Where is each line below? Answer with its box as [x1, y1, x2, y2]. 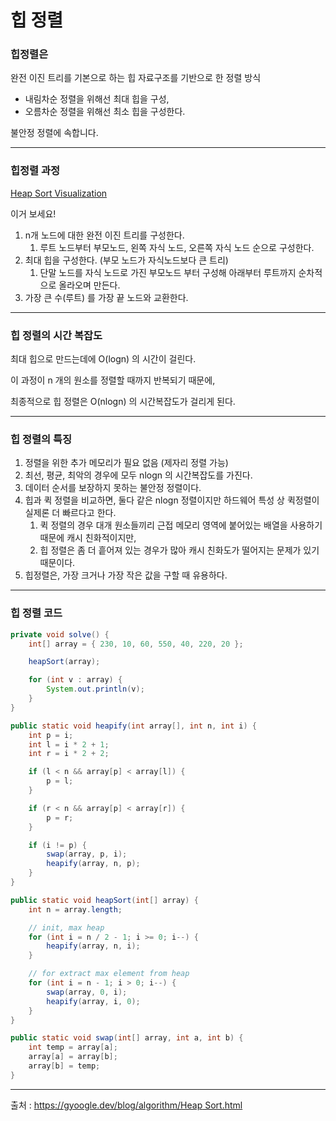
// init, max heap [28, 922, 105, 933]
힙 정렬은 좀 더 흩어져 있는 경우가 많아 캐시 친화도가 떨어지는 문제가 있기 [39, 544, 320, 556]
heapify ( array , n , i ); [46, 941, 141, 951]
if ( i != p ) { [28, 840, 87, 850]
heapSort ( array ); [28, 657, 101, 667]
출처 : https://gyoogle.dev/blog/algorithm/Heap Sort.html [10, 1099, 243, 1111]
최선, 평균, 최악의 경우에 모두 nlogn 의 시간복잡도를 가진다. [24, 469, 253, 481]
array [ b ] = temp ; [28, 1061, 101, 1071]
